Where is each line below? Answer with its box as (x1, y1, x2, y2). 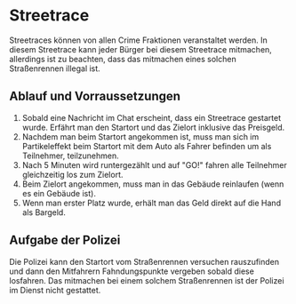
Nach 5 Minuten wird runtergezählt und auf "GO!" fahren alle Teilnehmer (21, 159, 287, 170)
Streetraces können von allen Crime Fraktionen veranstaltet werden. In (9, 35, 268, 45)
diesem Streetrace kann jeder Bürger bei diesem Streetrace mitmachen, (9, 44, 273, 54)
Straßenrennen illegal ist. (9, 63, 100, 74)
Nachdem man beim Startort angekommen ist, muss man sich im (21, 131, 260, 142)
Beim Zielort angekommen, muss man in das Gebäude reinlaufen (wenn (21, 179, 284, 189)
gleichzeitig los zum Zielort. (21, 169, 124, 180)
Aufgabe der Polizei (9, 233, 121, 248)
